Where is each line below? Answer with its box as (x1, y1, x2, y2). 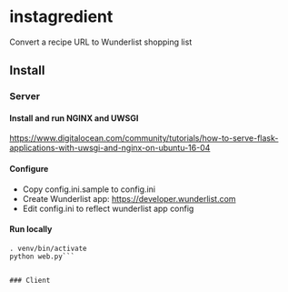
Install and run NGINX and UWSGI (9, 112, 139, 124)
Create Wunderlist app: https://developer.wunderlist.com (22, 193, 236, 204)
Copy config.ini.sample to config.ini (22, 184, 156, 195)
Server (9, 90, 41, 103)
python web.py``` (9, 252, 75, 261)
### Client (9, 276, 51, 285)
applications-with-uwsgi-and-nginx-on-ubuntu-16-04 (9, 143, 211, 154)
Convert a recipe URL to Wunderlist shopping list (9, 36, 193, 47)
